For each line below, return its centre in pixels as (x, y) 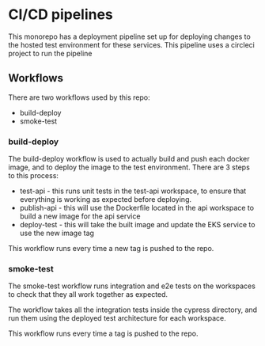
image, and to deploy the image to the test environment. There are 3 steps (129, 167)
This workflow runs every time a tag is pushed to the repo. (104, 333)
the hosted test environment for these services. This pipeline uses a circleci (131, 44)
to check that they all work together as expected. (88, 295)
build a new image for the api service (80, 216)
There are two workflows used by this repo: (79, 97)
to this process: (34, 176)
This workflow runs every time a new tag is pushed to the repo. (111, 249)
